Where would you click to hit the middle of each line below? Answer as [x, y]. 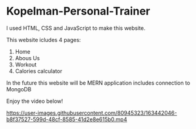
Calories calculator [39, 71]
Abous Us [27, 58]
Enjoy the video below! [35, 101]
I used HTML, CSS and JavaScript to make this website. [76, 28]
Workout [26, 64]
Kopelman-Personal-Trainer [78, 11]
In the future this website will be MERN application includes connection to [98, 83]
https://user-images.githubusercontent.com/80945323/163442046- [92, 113]
